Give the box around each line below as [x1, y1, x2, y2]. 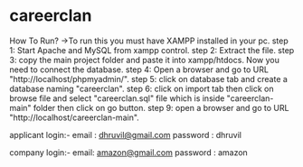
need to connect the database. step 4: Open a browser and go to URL [9, 64, 270, 75]
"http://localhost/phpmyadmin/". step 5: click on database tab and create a [9, 73, 288, 84]
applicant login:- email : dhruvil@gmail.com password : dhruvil [9, 129, 242, 140]
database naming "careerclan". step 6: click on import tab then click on [9, 83, 274, 94]
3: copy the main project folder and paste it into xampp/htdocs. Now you [9, 54, 280, 65]
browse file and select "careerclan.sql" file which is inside [9, 92, 225, 104]
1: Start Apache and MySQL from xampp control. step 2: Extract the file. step [9, 44, 295, 55]
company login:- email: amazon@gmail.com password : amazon [9, 146, 249, 158]
